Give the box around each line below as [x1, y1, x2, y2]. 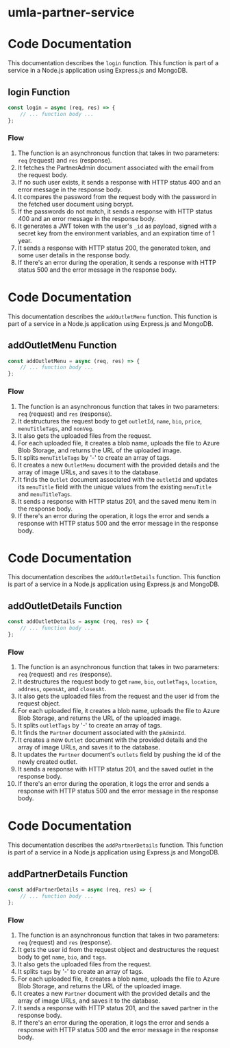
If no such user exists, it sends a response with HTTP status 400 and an [17, 178, 221, 186]
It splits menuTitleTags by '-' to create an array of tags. [17, 453, 172, 461]
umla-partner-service [8, 5, 135, 21]
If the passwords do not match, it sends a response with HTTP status [17, 207, 213, 216]
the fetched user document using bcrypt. [17, 200, 134, 208]
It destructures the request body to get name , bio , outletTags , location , [17, 677, 218, 686]
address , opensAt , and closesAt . [17, 685, 107, 693]
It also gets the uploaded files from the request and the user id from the [17, 692, 220, 701]
